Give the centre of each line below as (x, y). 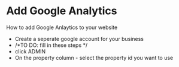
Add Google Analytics (62, 11)
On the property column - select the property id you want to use (94, 58)
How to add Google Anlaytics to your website (62, 27)
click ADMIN (30, 51)
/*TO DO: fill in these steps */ (51, 45)
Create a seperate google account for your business (79, 39)
